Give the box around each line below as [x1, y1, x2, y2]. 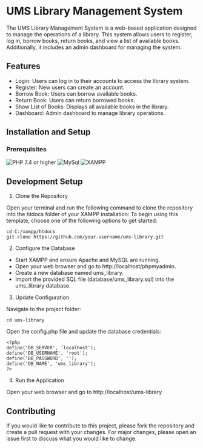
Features [6, 61, 41, 71]
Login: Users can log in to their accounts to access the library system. [15, 77, 190, 84]
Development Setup [6, 176, 83, 186]
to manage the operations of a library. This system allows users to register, [6, 30, 193, 38]
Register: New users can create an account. [15, 84, 125, 91]
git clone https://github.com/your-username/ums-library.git [6, 234, 164, 240]
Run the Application [15, 377, 65, 384]
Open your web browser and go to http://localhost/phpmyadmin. [15, 263, 176, 270]
